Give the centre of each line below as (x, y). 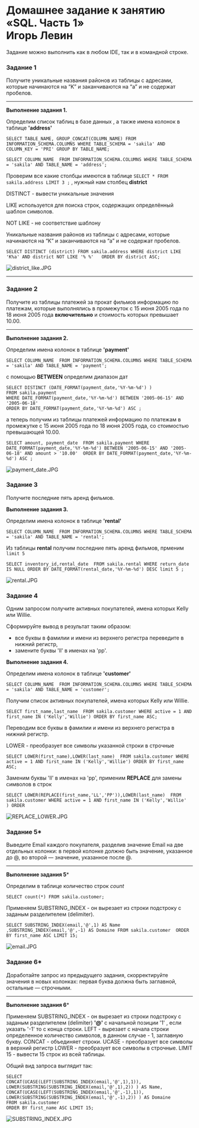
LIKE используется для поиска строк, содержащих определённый (90, 205)
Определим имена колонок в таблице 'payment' (68, 349)
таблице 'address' (29, 128)
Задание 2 (22, 289)
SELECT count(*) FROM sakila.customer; (55, 897)
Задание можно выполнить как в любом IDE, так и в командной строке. (97, 52)
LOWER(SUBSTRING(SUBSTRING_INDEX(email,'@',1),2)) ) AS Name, (84, 1087)
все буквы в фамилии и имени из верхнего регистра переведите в (99, 638)
